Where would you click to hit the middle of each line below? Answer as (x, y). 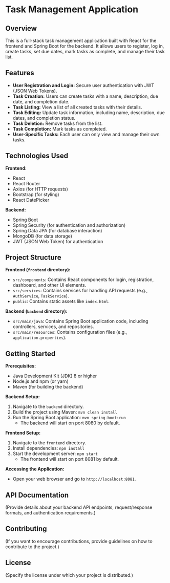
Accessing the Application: (35, 469)
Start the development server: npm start (55, 454)
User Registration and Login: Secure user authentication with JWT (83, 85)
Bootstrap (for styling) (36, 194)
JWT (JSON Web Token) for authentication (58, 241)
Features (20, 73)
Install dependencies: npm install (48, 448)
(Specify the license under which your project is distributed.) (69, 575)
